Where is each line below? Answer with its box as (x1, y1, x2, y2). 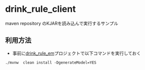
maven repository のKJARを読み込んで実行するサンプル (5, 20, 118, 26)
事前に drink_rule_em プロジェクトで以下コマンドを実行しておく (12, 50, 142, 56)
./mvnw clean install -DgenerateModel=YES (5, 60, 97, 65)
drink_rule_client (5, 3, 76, 15)
